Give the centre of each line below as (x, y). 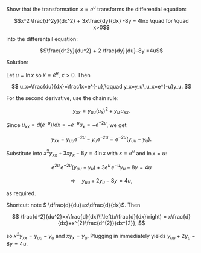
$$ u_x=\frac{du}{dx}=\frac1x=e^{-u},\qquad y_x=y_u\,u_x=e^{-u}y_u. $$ (101, 87)
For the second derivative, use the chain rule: (62, 98)
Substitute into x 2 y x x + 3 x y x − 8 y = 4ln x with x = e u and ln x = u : (87, 153)
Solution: (17, 62)
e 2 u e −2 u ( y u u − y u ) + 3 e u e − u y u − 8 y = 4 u (101, 167)
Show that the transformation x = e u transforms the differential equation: (97, 9)
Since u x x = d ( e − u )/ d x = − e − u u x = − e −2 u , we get (66, 125)
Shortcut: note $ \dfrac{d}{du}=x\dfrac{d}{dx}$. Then (73, 205)
